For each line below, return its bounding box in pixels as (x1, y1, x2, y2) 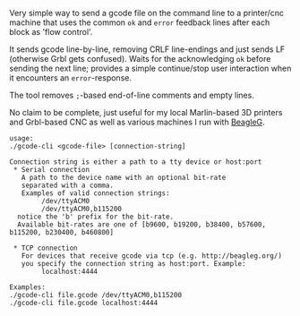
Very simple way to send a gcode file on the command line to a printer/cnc (9, 8, 285, 18)
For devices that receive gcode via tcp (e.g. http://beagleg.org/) (21, 252, 282, 260)
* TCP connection (13, 243, 78, 252)
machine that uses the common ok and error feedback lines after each (9, 17, 270, 28)
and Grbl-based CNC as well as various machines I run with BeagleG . (9, 116, 266, 127)
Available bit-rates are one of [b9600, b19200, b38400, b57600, (17, 220, 267, 229)
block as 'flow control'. (9, 27, 93, 37)
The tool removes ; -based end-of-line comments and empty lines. (9, 90, 255, 100)
